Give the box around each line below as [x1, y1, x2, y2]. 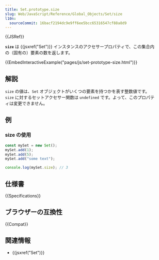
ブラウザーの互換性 [5, 208, 63, 217]
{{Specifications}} [5, 193, 41, 199]
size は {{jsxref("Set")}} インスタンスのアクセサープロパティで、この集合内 [5, 44, 155, 50]
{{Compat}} [5, 221, 28, 227]
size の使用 [5, 131, 32, 138]
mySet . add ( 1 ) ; [5, 147, 34, 152]
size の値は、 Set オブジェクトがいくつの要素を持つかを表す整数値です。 [5, 88, 150, 94]
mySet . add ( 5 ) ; [5, 152, 34, 157]
